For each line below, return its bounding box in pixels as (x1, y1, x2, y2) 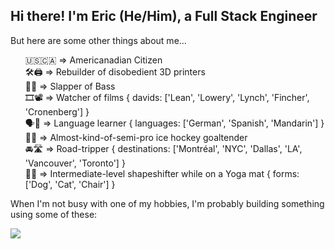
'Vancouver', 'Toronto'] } (24, 157, 126, 169)
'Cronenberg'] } (24, 105, 90, 118)
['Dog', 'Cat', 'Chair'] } (24, 178, 116, 190)
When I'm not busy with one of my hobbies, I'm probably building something (10, 197, 325, 209)
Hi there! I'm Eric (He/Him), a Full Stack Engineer (10, 8, 318, 25)
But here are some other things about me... (10, 34, 187, 46)
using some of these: (10, 208, 98, 220)
